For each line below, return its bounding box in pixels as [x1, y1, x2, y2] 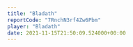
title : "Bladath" [7, 10, 58, 17]
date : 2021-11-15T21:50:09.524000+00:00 [7, 29, 127, 37]
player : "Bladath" [7, 23, 61, 30]
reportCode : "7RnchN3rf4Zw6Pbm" [7, 17, 101, 23]
